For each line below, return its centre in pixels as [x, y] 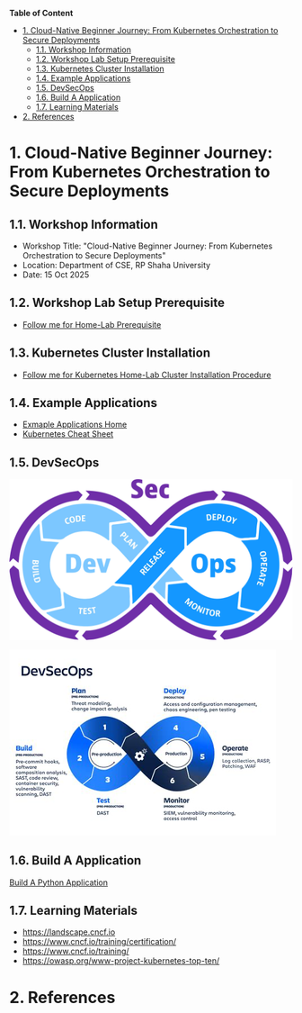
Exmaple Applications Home [75, 425]
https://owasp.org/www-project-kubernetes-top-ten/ [121, 961]
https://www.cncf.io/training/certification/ [99, 942]
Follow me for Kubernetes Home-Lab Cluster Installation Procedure [147, 375]
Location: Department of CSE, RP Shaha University [116, 265]
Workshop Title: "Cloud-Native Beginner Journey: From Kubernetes [147, 246]
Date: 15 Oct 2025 [56, 275]
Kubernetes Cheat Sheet [68, 434]
